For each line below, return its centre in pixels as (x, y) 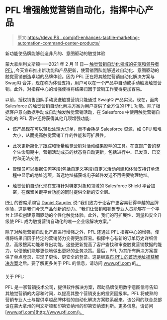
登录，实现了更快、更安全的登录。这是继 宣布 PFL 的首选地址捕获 (88, 257)
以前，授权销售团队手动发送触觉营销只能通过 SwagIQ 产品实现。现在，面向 (82, 99)
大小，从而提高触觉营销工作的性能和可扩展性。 (60, 135)
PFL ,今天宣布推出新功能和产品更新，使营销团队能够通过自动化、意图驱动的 (82, 70)
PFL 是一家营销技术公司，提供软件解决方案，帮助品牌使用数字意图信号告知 (82, 287)
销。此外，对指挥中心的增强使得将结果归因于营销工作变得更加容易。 (75, 89)
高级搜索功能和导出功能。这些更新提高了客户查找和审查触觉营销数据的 (85, 244)
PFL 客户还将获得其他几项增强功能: (55, 118)
